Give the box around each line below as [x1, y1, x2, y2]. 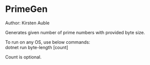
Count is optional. [5, 54, 42, 60]
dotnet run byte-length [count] [5, 44, 69, 50]
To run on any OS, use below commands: [5, 39, 90, 45]
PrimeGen [5, 3, 48, 15]
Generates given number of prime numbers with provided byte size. [5, 29, 145, 35]
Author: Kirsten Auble [5, 20, 50, 26]
